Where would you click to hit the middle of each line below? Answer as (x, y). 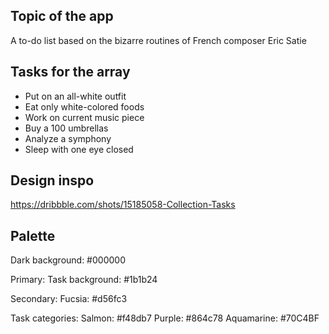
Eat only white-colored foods (84, 106)
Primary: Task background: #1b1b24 (84, 280)
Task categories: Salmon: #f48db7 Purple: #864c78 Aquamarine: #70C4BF (165, 318)
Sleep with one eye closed (79, 149)
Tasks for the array (70, 72)
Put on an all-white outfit (75, 96)
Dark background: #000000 (68, 260)
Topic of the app (62, 16)
